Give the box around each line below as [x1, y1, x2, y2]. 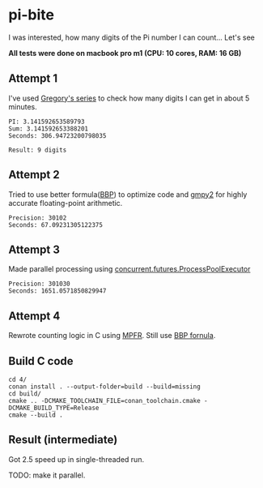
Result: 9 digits [8, 146, 67, 154]
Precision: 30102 [8, 213, 67, 222]
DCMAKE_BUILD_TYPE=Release [8, 404, 100, 412]
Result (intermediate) [8, 433, 118, 447]
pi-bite [8, 6, 55, 24]
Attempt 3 [8, 242, 61, 256]
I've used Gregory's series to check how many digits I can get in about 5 [8, 93, 250, 103]
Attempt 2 [8, 168, 60, 182]
